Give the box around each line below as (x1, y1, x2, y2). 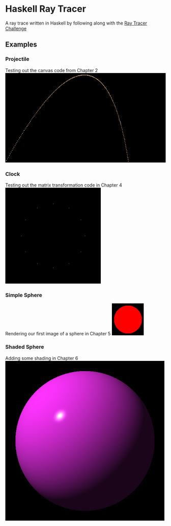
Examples (5, 40, 37, 49)
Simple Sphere (5, 291, 42, 299)
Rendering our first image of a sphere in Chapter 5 (5, 331, 111, 337)
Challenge (5, 25, 27, 31)
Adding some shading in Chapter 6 (5, 355, 78, 361)
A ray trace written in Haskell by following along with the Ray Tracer (5, 20, 148, 26)
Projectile (5, 56, 30, 63)
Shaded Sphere (5, 344, 44, 351)
